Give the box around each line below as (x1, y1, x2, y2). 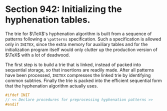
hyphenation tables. (5, 14, 90, 25)
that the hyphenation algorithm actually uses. (5, 82, 98, 88)
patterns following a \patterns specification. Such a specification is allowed (5, 36, 161, 42)
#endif (5, 101, 19, 107)
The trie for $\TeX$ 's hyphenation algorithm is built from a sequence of (5, 30, 152, 36)
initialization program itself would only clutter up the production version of (5, 46, 157, 52)
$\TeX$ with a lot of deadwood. (5, 51, 70, 58)
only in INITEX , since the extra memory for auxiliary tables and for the (5, 41, 148, 47)
